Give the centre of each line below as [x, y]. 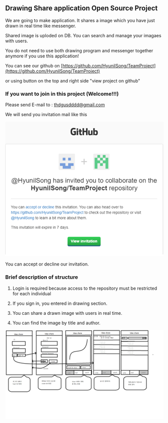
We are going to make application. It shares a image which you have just [80, 20]
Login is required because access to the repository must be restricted [85, 288]
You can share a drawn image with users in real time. [67, 313]
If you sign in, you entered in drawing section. [60, 303]
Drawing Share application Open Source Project [81, 8]
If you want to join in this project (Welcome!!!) [62, 94]
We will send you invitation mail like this [46, 115]
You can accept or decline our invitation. [47, 264]
